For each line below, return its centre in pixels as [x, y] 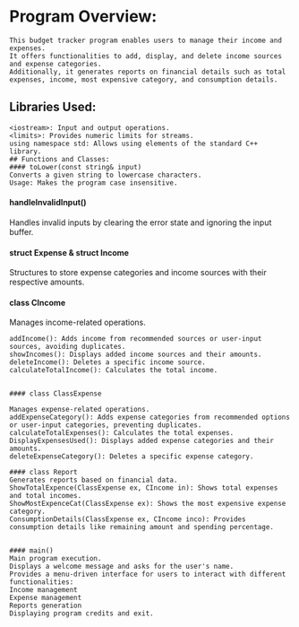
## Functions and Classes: [60, 159]
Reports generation [46, 606]
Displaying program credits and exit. [81, 614]
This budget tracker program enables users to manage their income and [145, 40]
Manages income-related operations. [77, 322]
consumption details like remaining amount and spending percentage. [142, 527]
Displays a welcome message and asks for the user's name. [122, 567]
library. [26, 151]
